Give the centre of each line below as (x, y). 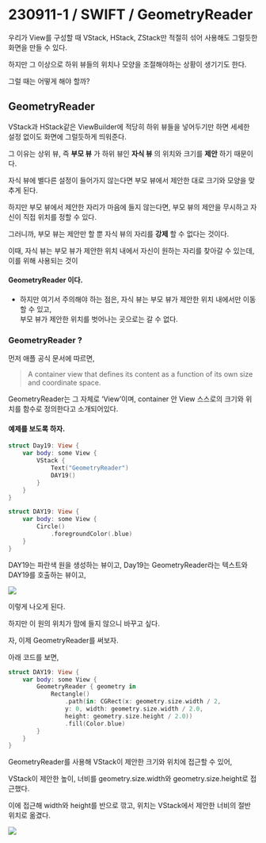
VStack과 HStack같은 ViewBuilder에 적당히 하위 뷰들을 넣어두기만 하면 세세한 (129, 126)
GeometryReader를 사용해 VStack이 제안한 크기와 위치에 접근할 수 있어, (120, 762)
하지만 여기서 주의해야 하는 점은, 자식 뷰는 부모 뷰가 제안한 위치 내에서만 (130, 299)
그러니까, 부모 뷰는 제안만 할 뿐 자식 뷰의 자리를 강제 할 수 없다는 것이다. (119, 234)
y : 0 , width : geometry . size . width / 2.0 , (134, 709)
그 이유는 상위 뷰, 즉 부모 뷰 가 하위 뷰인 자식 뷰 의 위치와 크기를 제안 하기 (120, 153)
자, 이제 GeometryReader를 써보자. (63, 640)
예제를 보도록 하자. (37, 428)
